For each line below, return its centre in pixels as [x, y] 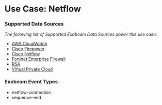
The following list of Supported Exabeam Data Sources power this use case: [81, 34]
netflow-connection [31, 92]
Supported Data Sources [34, 24]
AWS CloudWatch [29, 44]
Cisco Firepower [28, 49]
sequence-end [26, 97]
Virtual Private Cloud [32, 69]
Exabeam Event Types [31, 82]
